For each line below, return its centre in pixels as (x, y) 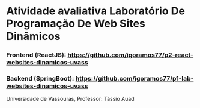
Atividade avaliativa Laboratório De (95, 11)
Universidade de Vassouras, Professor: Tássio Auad (70, 99)
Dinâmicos (33, 36)
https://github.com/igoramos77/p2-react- (131, 55)
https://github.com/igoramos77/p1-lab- (135, 79)
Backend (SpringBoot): (40, 79)
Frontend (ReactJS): (36, 55)
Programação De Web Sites (76, 24)
